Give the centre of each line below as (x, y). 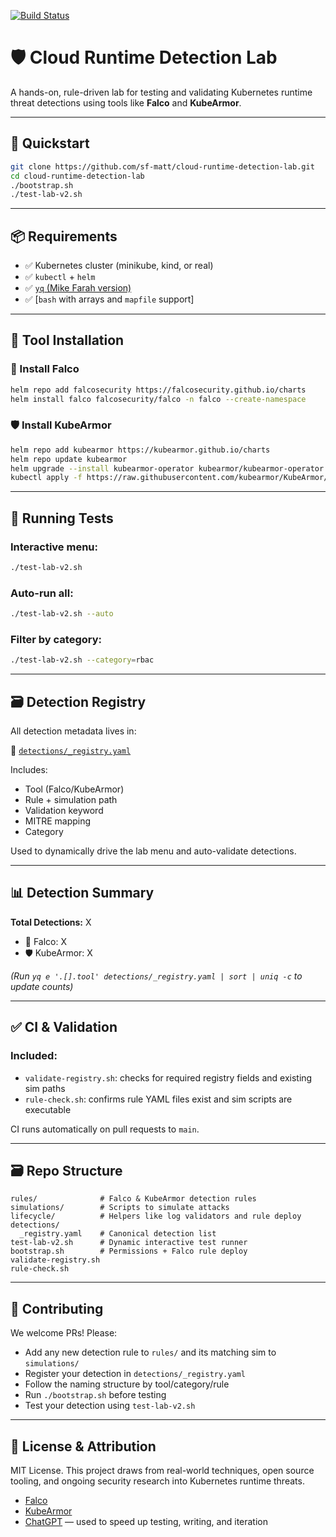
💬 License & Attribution (83, 1446)
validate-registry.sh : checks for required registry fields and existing (168, 1077)
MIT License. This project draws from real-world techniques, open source (162, 1470)
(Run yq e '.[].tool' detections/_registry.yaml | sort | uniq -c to (156, 976)
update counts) (42, 986)
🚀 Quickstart (50, 143)
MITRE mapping (58, 821)
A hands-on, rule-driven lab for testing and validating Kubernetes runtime (161, 92)
